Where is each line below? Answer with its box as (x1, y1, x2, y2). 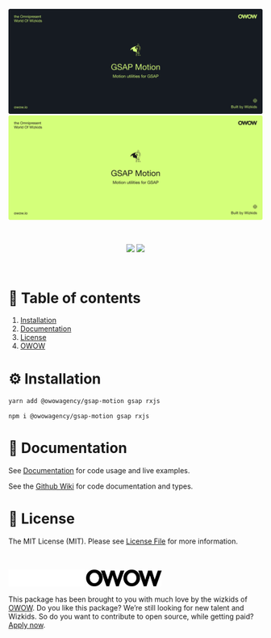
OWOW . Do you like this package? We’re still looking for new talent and (8, 602, 244, 612)
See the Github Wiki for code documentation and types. (8, 481, 194, 491)
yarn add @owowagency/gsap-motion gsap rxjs (8, 397, 161, 405)
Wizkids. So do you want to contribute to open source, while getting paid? (8, 611, 254, 621)
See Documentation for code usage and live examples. (8, 466, 190, 476)
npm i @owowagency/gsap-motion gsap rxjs (8, 413, 150, 421)
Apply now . (8, 619, 46, 630)
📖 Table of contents (8, 288, 141, 307)
